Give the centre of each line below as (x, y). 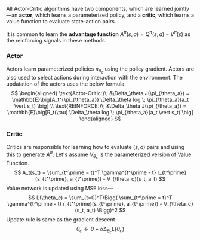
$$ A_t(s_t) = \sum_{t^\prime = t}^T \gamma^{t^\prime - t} (85, 172)
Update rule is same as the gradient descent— (63, 220)
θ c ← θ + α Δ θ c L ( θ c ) (100, 230)
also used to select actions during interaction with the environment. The (95, 78)
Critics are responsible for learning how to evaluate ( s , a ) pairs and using (96, 147)
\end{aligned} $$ (100, 119)
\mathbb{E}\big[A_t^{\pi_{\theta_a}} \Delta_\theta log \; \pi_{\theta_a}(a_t (100, 100)
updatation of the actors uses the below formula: (66, 84)
